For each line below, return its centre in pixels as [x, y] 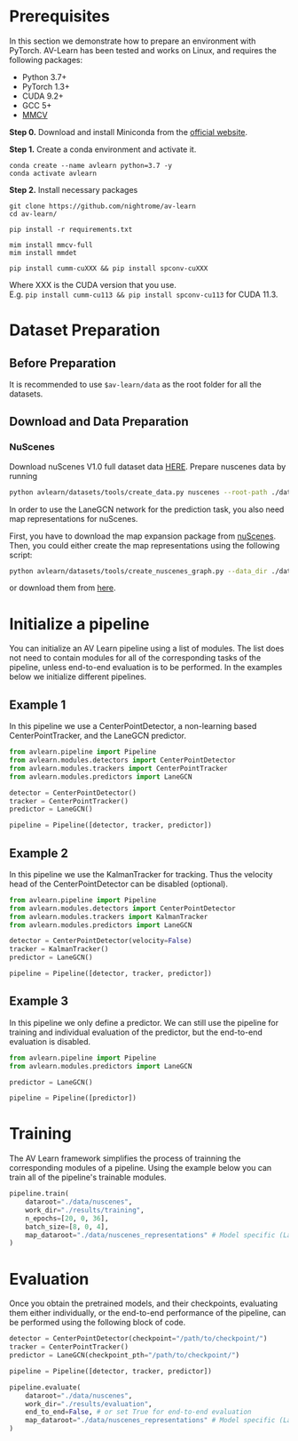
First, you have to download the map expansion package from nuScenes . [143, 536]
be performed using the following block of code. [98, 1323]
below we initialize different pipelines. [78, 676]
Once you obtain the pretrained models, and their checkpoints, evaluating [143, 1303]
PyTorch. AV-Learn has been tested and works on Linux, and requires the [143, 50]
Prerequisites [60, 16]
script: [21, 555]
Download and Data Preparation [99, 422]
